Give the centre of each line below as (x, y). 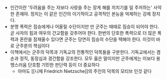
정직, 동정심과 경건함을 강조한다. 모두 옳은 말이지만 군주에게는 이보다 (87, 58)
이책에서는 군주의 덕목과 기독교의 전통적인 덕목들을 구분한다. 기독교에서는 (83, 52)
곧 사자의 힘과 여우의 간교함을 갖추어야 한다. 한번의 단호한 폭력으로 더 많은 (83, 33)
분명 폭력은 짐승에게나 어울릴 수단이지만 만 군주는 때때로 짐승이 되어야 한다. (85, 27)
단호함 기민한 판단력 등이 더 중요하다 (64, 65)
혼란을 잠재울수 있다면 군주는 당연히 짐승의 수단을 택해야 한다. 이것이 (87, 39)
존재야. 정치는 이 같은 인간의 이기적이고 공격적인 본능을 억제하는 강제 (83, 14)
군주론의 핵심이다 (32, 46)
